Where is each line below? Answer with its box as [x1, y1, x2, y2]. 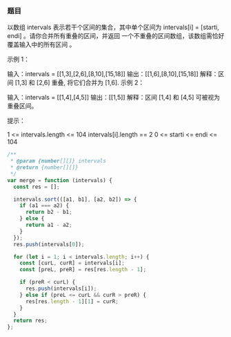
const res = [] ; [13, 183, 60, 190]
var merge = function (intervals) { [7, 176, 112, 184]
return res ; [13, 317, 48, 325]
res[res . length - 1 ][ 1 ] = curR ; [25, 298, 119, 305]
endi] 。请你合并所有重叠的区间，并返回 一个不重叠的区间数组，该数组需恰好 [7, 32, 225, 40]
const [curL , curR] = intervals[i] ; [19, 259, 125, 267]
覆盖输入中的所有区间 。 [7, 40, 76, 49]
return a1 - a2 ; [25, 221, 72, 229]
